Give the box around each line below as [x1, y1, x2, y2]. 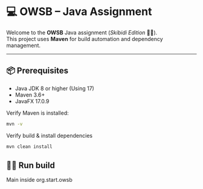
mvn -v [6, 121, 23, 127]
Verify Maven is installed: [6, 109, 69, 117]
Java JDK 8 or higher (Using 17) [14, 85, 95, 92]
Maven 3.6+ [14, 91, 45, 98]
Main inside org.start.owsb [6, 176, 72, 184]
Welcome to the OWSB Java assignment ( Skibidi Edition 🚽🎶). [6, 28, 158, 36]
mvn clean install [6, 143, 53, 150]
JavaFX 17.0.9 [14, 97, 50, 104]
